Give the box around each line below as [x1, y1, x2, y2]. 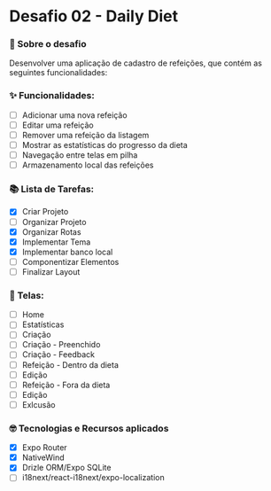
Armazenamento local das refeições [21, 160, 154, 170]
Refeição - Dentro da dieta [21, 359, 120, 370]
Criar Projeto [21, 207, 69, 217]
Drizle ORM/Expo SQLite [21, 463, 112, 473]
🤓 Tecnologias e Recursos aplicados [9, 422, 169, 434]
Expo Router [21, 442, 68, 453]
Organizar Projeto [21, 216, 87, 227]
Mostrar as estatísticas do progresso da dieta [21, 139, 188, 150]
